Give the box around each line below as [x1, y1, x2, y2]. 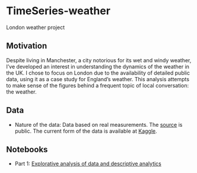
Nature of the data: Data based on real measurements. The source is [14, 121, 183, 128]
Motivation [6, 41, 47, 51]
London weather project [6, 24, 65, 31]
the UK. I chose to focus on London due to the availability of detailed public [6, 69, 190, 76]
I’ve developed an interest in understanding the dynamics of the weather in [6, 63, 190, 70]
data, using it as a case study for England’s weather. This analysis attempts [6, 75, 190, 82]
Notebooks [6, 144, 48, 155]
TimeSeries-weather [6, 4, 111, 18]
